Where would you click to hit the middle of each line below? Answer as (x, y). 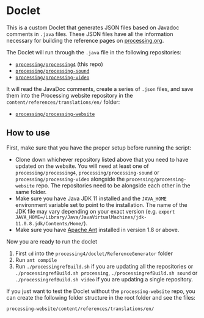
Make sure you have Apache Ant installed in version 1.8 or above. (97, 229)
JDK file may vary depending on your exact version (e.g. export (95, 211)
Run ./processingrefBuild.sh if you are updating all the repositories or (104, 266)
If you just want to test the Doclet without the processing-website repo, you (101, 291)
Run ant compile (36, 259)
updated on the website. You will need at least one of (82, 166)
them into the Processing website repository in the (70, 95)
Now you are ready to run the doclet (52, 241)
